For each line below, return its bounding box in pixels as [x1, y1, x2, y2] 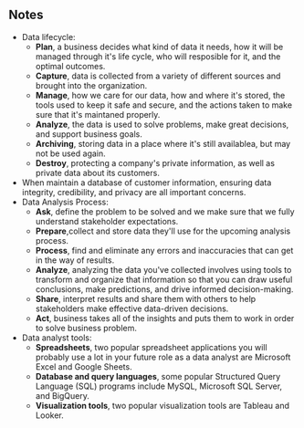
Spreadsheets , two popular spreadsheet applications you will [35, 341, 267, 352]
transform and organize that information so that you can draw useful [35, 274, 293, 285]
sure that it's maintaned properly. [35, 109, 161, 120]
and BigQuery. [35, 390, 90, 401]
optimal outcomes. [35, 60, 106, 71]
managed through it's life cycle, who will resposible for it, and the [35, 50, 281, 62]
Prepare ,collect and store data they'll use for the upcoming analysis [35, 225, 291, 236]
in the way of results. [35, 255, 115, 266]
